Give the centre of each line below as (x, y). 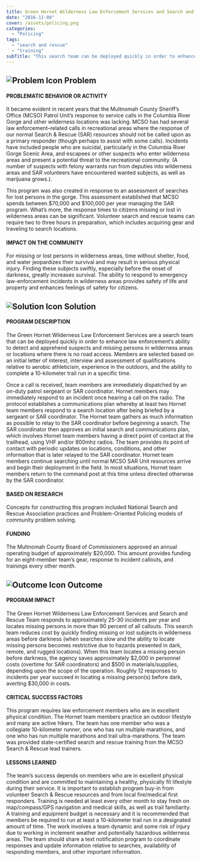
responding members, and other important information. (74, 852)
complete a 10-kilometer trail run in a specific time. (69, 373)
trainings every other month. (41, 566)
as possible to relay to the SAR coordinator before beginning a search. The (98, 423)
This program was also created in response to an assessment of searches (97, 191)
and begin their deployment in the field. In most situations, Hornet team (94, 468)
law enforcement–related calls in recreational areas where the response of (98, 128)
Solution (80, 306)
